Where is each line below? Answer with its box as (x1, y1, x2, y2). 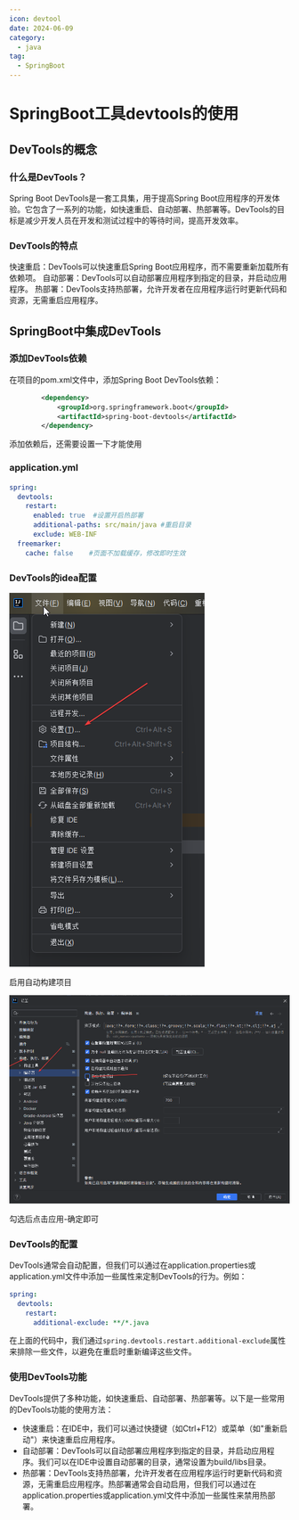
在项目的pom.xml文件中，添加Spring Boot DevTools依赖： (9, 374, 222, 385)
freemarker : (17, 539, 62, 548)
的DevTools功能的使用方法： (9, 1404, 114, 1415)
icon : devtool (9, 14, 62, 23)
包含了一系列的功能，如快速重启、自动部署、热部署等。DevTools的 (32, 203, 278, 214)
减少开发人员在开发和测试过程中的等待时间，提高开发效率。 (24, 215, 243, 226)
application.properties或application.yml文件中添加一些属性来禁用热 (21, 1490, 268, 1500)
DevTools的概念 (9, 142, 98, 157)
